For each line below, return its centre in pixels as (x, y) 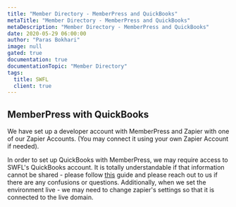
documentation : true (38, 60)
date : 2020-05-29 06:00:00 (47, 33)
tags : (15, 73)
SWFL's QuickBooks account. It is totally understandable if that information (116, 168)
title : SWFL (31, 79)
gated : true (25, 54)
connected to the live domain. (50, 197)
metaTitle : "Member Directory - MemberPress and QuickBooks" (99, 20)
